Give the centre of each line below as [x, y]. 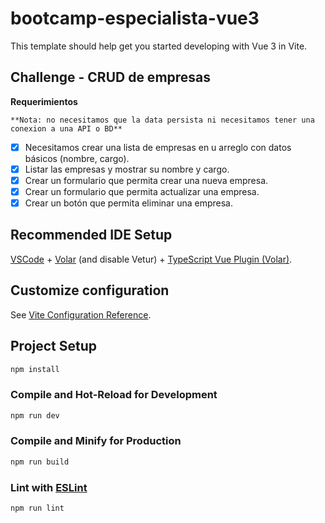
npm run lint [37, 508]
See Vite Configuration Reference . [81, 314]
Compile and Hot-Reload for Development [114, 395]
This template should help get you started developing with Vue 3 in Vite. [159, 46]
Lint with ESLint [49, 487]
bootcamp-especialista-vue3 [135, 18]
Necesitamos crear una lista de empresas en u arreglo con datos [158, 147]
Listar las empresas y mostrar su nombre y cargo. [127, 169]
